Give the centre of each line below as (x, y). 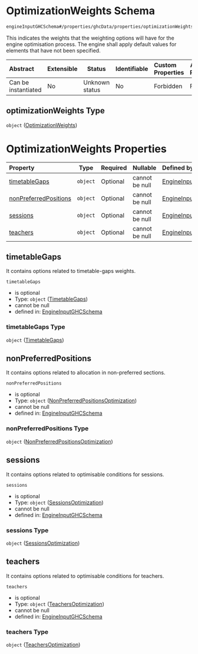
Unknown (97, 82)
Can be (19, 82)
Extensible (62, 69)
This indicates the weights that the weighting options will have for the (90, 38)
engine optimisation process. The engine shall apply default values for (91, 44)
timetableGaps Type (36, 327)
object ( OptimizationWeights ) (42, 125)
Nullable (144, 168)
